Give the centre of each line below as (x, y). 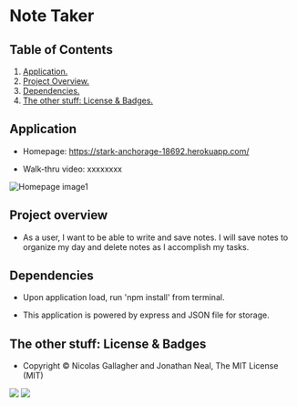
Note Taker (52, 16)
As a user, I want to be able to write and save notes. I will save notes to (155, 237)
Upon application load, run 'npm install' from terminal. (123, 297)
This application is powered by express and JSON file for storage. (146, 315)
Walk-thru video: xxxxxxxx (72, 169)
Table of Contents (61, 50)
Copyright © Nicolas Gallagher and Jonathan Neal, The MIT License (150, 366)
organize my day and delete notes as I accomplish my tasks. (136, 246)
